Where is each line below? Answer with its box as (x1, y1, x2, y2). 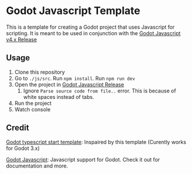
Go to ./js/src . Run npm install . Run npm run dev (14, 74, 135, 81)
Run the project (14, 100, 52, 107)
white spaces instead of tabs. (23, 93, 95, 100)
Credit (6, 123, 29, 133)
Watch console (14, 105, 51, 112)
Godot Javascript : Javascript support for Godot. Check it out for (6, 156, 160, 163)
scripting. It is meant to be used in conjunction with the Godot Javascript (6, 29, 181, 36)
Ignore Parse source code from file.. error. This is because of (23, 87, 176, 94)
